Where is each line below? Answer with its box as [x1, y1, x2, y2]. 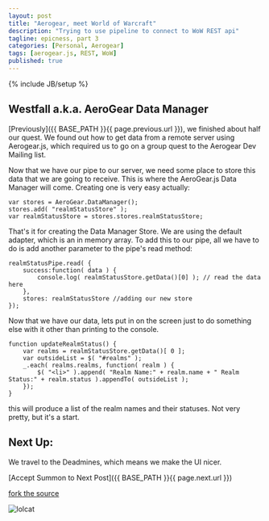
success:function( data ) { [23, 266, 117, 275]
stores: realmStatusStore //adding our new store [23, 294, 193, 303]
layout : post [8, 11, 52, 20]
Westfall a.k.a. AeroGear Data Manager [8, 103, 209, 116]
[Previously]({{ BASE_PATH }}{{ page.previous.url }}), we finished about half [8, 124, 261, 133]
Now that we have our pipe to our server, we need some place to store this [8, 165, 256, 174]
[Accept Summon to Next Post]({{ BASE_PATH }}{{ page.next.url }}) [8, 473, 233, 482]
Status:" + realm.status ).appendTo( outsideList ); [8, 375, 189, 384]
